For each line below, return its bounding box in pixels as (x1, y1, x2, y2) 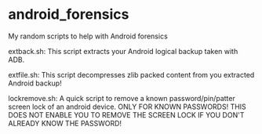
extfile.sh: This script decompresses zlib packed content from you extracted (8, 70, 255, 79)
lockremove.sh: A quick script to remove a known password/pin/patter (8, 93, 235, 103)
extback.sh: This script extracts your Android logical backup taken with (8, 46, 238, 56)
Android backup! (8, 78, 62, 88)
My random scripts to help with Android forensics (8, 31, 169, 41)
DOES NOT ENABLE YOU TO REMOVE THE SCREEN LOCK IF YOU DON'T (8, 110, 245, 119)
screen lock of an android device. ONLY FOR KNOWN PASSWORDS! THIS (8, 102, 247, 111)
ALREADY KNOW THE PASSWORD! (8, 118, 122, 128)
